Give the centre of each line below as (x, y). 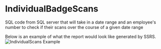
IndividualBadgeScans (52, 9)
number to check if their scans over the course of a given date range (74, 27)
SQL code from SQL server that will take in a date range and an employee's (80, 22)
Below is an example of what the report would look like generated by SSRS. (80, 37)
